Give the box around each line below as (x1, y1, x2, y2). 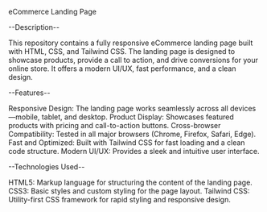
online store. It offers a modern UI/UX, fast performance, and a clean (8, 64, 236, 73)
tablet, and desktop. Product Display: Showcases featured (41, 112, 235, 122)
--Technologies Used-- (8, 162, 85, 172)
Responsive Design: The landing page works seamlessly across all (8, 104, 229, 113)
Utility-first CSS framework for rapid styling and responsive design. (8, 195, 231, 204)
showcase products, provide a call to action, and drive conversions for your (8, 56, 259, 64)
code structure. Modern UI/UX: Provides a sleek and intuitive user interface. (8, 147, 260, 156)
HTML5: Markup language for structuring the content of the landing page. (8, 177, 253, 187)
